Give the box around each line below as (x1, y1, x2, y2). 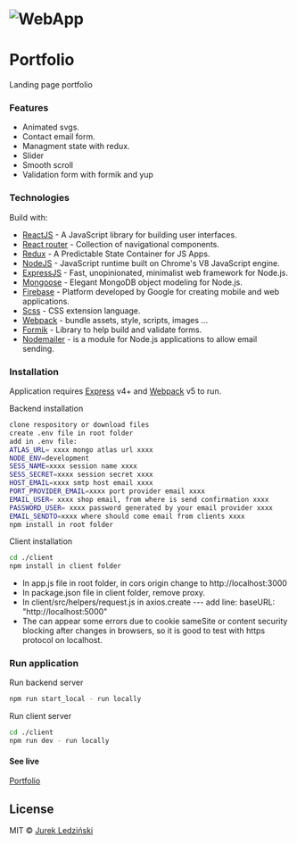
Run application (9, 657, 78, 670)
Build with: (9, 212, 48, 222)
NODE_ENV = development (9, 454, 90, 463)
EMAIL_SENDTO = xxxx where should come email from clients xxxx (9, 512, 245, 521)
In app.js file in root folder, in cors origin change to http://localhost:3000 (21, 578, 288, 589)
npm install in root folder (9, 520, 114, 529)
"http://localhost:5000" (21, 606, 108, 617)
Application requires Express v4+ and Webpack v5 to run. (9, 386, 222, 397)
